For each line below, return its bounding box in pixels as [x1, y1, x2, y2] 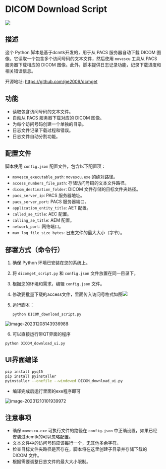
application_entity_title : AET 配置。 [12, 205, 91, 211]
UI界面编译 [5, 356, 38, 364]
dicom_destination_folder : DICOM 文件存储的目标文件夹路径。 [12, 186, 141, 192]
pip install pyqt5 [5, 369, 43, 374]
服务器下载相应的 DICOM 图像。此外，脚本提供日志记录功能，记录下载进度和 [5, 62, 162, 67]
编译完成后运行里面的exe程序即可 [12, 388, 81, 394]
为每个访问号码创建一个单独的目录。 [12, 121, 87, 127]
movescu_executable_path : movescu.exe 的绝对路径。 [12, 174, 118, 180]
